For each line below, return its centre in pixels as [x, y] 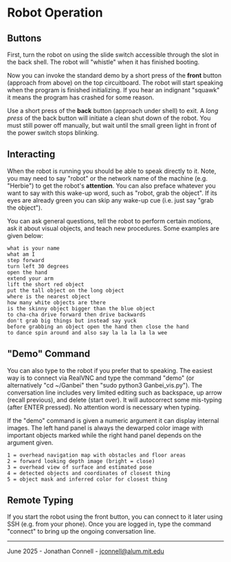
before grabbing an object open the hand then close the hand [98, 327]
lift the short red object [46, 284]
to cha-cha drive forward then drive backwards [77, 314]
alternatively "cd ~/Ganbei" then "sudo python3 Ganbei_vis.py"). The [105, 385]
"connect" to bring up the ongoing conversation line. [81, 532]
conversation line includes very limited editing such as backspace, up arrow [114, 392]
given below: [25, 235]
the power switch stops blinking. [53, 133]
